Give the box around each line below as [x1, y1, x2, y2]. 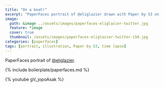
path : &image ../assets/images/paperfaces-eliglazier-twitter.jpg [9, 21, 148, 26]
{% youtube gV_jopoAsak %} [5, 76, 64, 82]
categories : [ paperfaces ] [5, 39, 58, 44]
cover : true [9, 30, 34, 35]
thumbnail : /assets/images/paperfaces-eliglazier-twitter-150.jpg [9, 35, 148, 40]
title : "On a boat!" [5, 7, 48, 12]
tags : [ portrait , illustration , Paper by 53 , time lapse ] [5, 44, 126, 49]
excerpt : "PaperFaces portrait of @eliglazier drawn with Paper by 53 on [5, 12, 160, 17]
